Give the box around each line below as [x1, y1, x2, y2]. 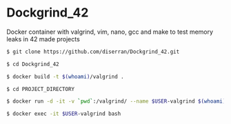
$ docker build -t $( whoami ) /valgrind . [6, 73, 125, 80]
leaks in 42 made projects [6, 34, 80, 43]
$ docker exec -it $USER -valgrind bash [6, 110, 121, 118]
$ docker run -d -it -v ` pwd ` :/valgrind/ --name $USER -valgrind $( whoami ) [6, 98, 226, 105]
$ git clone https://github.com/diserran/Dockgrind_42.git [6, 48, 180, 55]
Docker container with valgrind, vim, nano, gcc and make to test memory [6, 28, 214, 36]
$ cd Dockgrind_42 [6, 61, 59, 68]
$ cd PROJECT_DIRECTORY [6, 85, 75, 92]
